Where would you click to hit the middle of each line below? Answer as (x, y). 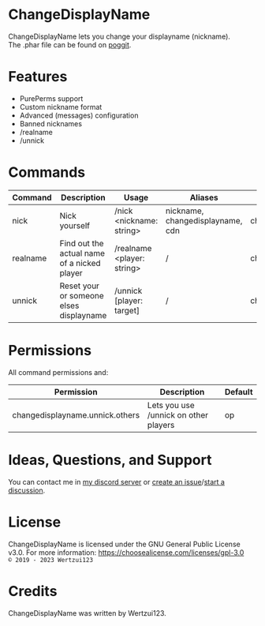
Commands (47, 172)
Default (239, 392)
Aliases (204, 197)
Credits (33, 591)
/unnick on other (178, 414)
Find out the (82, 243)
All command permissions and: (58, 372)
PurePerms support (51, 98)
